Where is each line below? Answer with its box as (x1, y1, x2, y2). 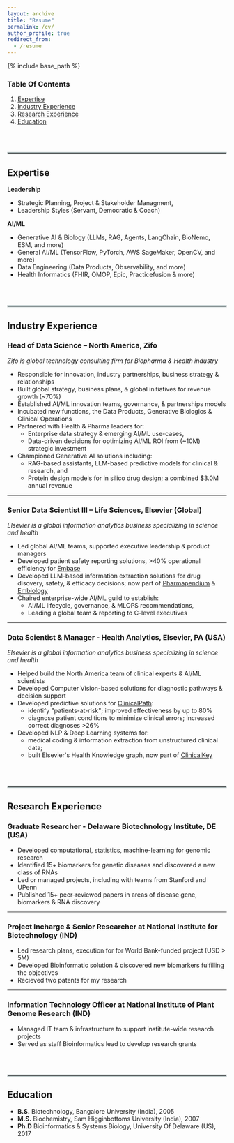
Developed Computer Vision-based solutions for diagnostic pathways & (17, 685, 223, 693)
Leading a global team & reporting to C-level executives (27, 608, 188, 618)
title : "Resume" (7, 17, 54, 24)
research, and (27, 466, 68, 475)
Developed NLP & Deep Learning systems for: (17, 729, 150, 737)
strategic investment (27, 444, 87, 452)
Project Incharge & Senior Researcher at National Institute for (7, 922, 218, 932)
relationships (17, 378, 54, 386)
